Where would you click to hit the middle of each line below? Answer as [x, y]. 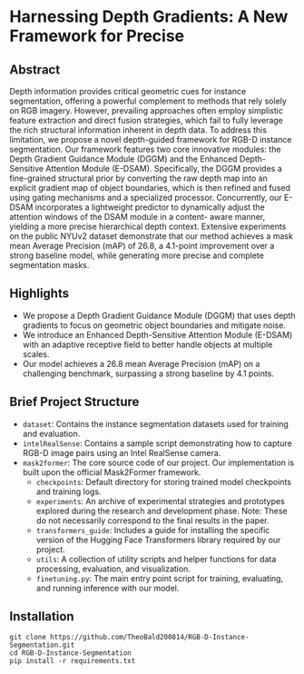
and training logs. [69, 491]
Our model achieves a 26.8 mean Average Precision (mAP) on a [141, 363]
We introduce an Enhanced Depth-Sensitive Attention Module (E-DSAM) [157, 334]
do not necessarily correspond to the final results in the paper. [152, 520]
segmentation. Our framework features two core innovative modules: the [145, 149]
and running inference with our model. [108, 588]
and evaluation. [51, 433]
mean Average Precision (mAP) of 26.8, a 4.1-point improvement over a [142, 246]
